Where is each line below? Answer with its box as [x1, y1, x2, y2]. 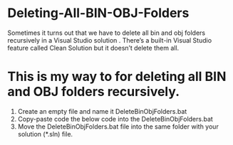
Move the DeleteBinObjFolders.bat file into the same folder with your [17, 122, 219, 131]
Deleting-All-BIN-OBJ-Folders [7, 5, 190, 21]
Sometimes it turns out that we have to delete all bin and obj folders [7, 28, 205, 37]
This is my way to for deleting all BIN [7, 69, 227, 85]
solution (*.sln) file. [17, 129, 73, 138]
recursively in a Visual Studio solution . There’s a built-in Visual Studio [7, 36, 212, 44]
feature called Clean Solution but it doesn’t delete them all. [7, 43, 180, 52]
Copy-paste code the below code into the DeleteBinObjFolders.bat [17, 114, 214, 123]
